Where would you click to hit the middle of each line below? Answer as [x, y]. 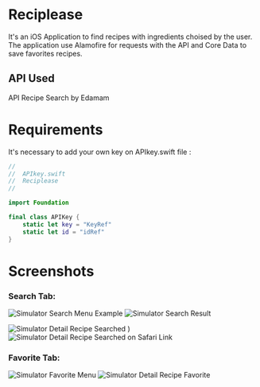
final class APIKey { [44, 217]
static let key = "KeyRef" [67, 224]
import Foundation [39, 203]
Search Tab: [32, 296]
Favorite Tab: [34, 358]
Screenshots [51, 271]
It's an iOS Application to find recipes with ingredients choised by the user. [130, 37]
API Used [32, 78]
